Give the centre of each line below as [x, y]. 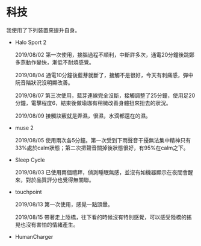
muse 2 [24, 128]
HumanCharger [34, 236]
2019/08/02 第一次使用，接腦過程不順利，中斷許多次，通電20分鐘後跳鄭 [104, 54]
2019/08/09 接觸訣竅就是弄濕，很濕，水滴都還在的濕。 [83, 116]
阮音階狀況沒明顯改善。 [44, 83]
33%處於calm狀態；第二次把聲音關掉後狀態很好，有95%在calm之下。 [102, 148]
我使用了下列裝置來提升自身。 [43, 30]
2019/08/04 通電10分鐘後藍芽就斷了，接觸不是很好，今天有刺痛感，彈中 [104, 75]
